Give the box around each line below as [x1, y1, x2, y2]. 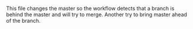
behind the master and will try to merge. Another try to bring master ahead [6, 11, 188, 18]
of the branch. [6, 17, 41, 24]
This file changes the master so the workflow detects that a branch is [6, 5, 175, 12]
